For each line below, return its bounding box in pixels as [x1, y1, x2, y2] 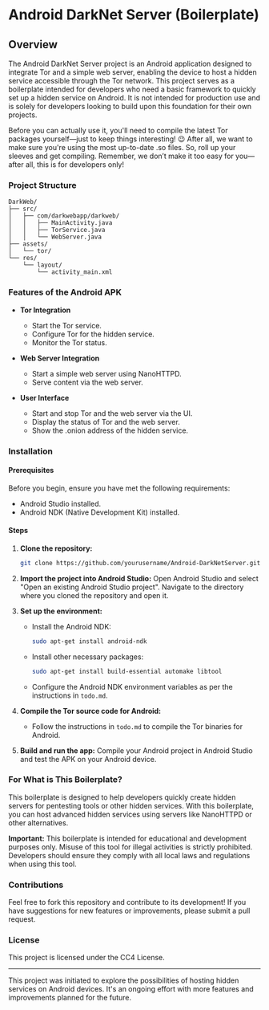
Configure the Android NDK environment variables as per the [31, 682, 234, 691]
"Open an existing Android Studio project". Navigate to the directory [19, 582, 244, 592]
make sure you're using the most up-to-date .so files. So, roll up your [8, 143, 236, 152]
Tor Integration [19, 305, 71, 315]
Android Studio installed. [19, 499, 102, 508]
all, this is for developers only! [25, 160, 125, 169]
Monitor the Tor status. [31, 337, 108, 347]
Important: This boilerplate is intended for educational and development [8, 833, 247, 843]
